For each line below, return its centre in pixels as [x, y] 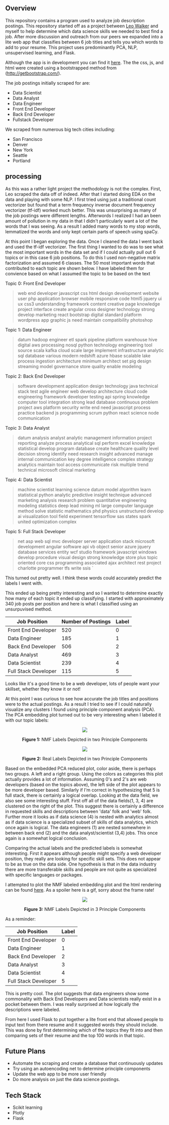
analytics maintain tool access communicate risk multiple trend [83, 465]
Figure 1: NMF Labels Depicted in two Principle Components [85, 739]
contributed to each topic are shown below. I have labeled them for [75, 268]
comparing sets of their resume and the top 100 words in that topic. [75, 1035]
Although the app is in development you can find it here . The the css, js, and [84, 62]
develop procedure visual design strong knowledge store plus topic [88, 557]
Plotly [18, 1113]
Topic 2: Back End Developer [35, 376]
